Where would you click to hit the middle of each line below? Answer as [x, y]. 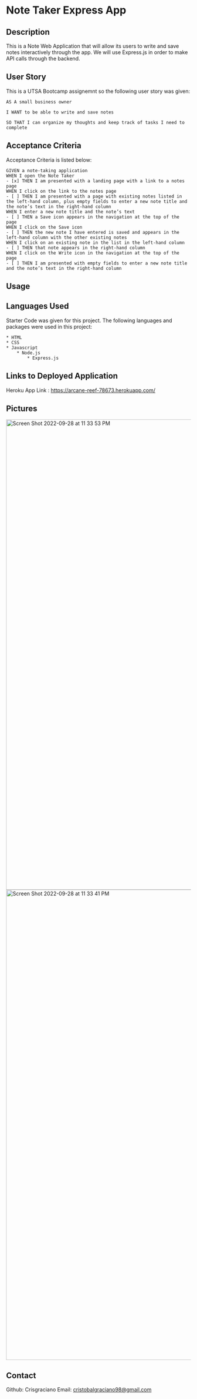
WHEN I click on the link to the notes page [61, 191]
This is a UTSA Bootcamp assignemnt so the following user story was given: [98, 91]
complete [17, 128]
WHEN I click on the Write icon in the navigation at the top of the [93, 253]
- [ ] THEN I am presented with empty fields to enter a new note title [97, 263]
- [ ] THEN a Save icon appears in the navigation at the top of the [93, 217]
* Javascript [22, 347]
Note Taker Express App [66, 10]
